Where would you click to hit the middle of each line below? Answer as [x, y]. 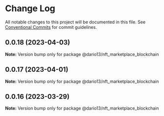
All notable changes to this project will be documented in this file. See [75, 22]
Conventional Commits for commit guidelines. [51, 27]
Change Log [30, 9]
